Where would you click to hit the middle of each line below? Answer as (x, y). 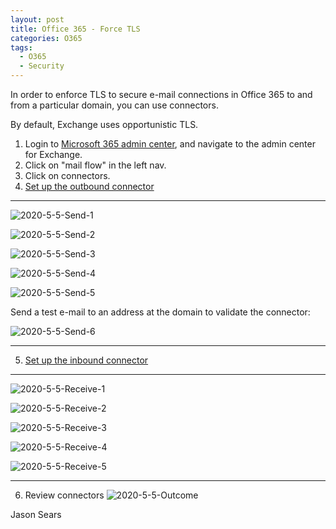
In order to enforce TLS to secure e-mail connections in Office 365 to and (161, 94)
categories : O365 (46, 38)
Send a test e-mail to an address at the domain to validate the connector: (160, 312)
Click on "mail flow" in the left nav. (95, 165)
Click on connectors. (67, 175)
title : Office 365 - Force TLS (75, 29)
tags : (21, 47)
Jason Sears (36, 514)
